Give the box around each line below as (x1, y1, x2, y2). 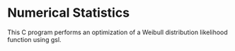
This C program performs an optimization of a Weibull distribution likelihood (7, 28, 228, 36)
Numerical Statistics (7, 5, 130, 21)
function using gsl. (7, 35, 62, 43)
